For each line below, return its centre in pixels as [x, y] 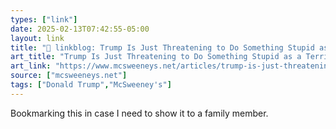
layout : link [37, 38]
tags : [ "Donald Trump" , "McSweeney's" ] [91, 85]
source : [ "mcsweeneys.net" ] [69, 76]
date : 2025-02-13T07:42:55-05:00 [80, 29]
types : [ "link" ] [44, 19]
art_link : [31, 66]
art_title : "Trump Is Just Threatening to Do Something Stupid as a [156, 57]
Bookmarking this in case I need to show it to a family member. [139, 113]
